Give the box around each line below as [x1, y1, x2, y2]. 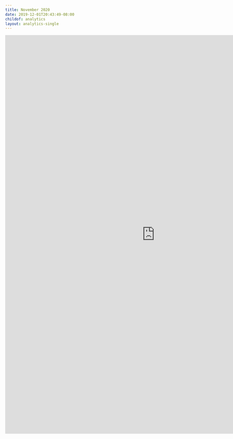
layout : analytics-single [5, 21, 59, 26]
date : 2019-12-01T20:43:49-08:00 [5, 12, 75, 17]
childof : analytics [5, 16, 46, 21]
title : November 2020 [5, 7, 50, 12]
